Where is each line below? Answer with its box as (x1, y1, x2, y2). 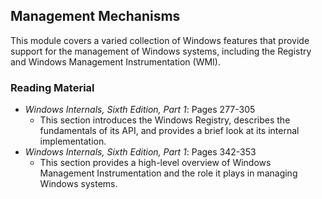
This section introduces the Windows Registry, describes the (39, 114, 291, 126)
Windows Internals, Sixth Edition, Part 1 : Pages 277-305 (24, 104, 256, 116)
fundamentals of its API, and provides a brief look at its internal (39, 125, 300, 137)
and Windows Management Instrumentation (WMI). (10, 55, 221, 68)
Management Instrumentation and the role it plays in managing (39, 167, 298, 179)
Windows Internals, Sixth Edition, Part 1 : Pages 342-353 (24, 146, 257, 158)
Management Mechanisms (10, 8, 181, 25)
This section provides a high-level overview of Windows (39, 157, 272, 169)
